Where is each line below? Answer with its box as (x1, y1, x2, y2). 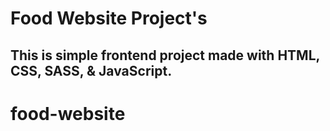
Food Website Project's (10, 7, 208, 30)
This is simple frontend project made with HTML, (10, 47, 320, 64)
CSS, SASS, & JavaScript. (10, 62, 173, 79)
